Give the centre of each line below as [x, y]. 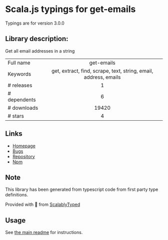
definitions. [17, 195]
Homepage [24, 146]
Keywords [19, 74]
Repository [23, 156]
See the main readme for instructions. [44, 232]
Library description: [37, 39]
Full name [19, 63]
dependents [22, 100]
